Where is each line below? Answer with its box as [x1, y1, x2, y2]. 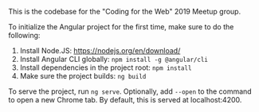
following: [8, 31, 41, 40]
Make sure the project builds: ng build [19, 71, 147, 80]
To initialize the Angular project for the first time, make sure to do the [8, 22, 234, 31]
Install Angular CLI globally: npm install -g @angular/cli [19, 55, 209, 64]
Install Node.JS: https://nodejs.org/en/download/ [19, 46, 181, 55]
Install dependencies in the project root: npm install [19, 63, 192, 72]
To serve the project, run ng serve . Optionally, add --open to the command [8, 87, 253, 96]
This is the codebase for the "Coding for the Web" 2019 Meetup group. [8, 7, 241, 16]
